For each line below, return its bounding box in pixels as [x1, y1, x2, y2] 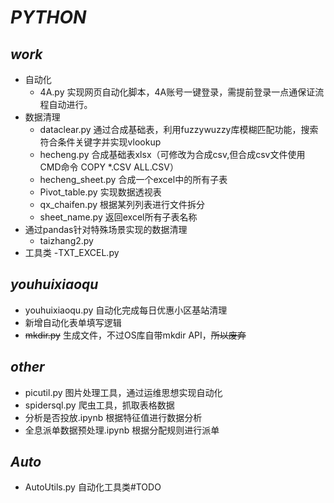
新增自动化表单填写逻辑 [24, 316, 122, 328]
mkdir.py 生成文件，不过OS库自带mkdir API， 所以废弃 [24, 329, 247, 341]
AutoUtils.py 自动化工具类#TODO [24, 481, 162, 493]
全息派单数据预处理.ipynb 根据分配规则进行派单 [24, 424, 220, 436]
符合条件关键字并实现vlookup [39, 136, 162, 148]
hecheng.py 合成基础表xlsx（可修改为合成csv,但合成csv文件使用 [39, 149, 306, 160]
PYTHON [10, 6, 87, 29]
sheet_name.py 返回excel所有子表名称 [39, 211, 198, 223]
